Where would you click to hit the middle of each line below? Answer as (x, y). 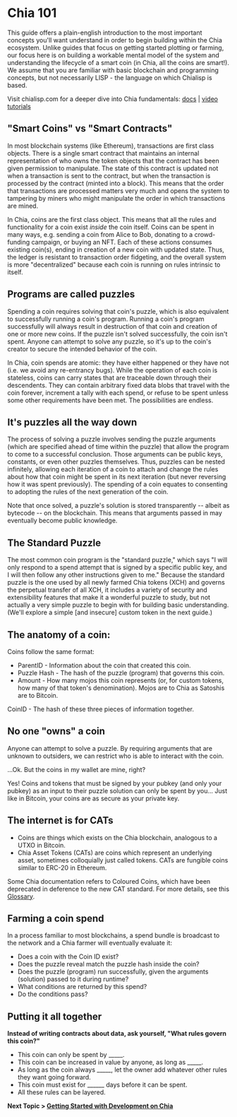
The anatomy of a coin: (59, 634)
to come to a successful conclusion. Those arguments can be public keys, (115, 455)
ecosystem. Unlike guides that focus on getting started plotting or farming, (116, 47)
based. (17, 85)
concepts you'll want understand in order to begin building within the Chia (115, 40)
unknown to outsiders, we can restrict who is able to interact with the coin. (116, 756)
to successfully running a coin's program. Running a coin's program (106, 319)
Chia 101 (32, 13)
